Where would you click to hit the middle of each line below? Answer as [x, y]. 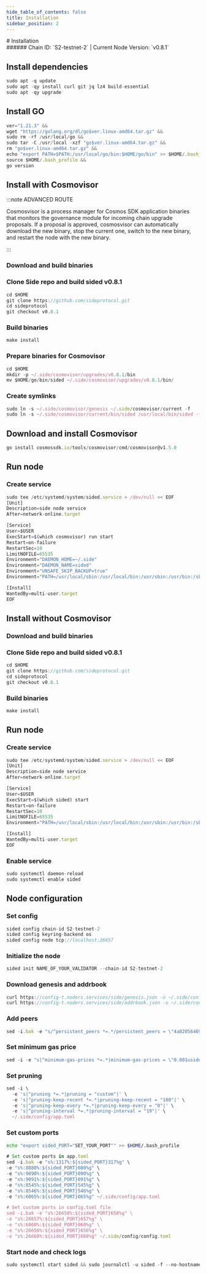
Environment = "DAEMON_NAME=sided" [49, 565]
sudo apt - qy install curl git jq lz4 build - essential [78, 87]
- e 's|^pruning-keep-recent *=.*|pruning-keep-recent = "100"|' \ [98, 1100]
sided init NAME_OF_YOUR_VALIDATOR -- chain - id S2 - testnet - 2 [85, 969]
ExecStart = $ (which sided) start [48, 800]
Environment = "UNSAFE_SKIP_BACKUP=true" [57, 571]
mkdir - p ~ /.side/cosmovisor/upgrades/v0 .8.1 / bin [71, 375]
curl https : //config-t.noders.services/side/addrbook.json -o [87, 1003]
